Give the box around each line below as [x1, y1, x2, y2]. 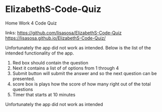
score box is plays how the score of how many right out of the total [12, 81, 151, 87]
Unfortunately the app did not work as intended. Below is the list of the [5, 44, 151, 50]
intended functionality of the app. [5, 50, 74, 56]
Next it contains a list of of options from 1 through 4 [12, 65, 119, 71]
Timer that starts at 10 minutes [12, 91, 76, 97]
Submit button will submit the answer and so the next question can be [12, 70, 157, 76]
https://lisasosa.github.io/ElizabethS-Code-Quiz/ [5, 35, 106, 41]
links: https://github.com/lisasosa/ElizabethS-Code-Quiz [5, 29, 122, 35]
